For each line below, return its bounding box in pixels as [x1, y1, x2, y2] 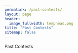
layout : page [4, 12, 32, 17]
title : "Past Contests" [4, 26, 54, 30]
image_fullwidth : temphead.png [9, 21, 74, 26]
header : [4, 16, 21, 21]
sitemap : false [4, 30, 36, 35]
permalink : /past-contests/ [4, 7, 63, 12]
